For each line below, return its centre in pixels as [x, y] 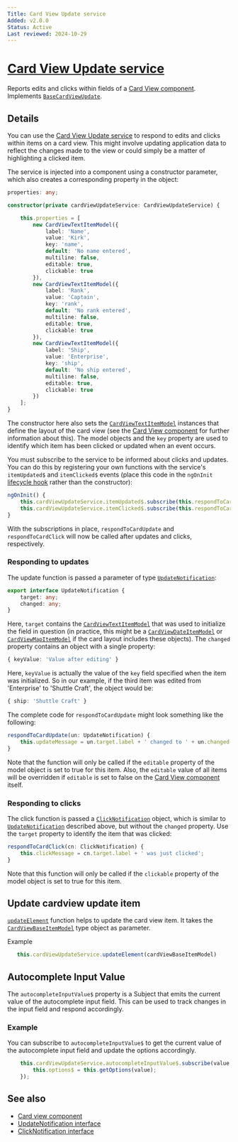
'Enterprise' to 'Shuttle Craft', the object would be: [80, 688]
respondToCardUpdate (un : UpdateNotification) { [79, 736]
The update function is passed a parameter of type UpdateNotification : [112, 577]
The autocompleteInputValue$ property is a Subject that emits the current [114, 994]
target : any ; [39, 597]
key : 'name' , [64, 245]
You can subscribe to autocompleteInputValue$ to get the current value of [114, 1043]
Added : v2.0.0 [28, 21]
